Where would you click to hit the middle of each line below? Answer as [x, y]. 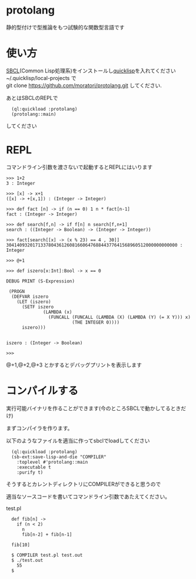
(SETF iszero [38, 307]
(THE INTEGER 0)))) [95, 322]
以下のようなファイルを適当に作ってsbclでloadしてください [78, 440]
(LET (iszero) [34, 302]
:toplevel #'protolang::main [52, 462]
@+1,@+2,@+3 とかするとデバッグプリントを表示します [74, 365]
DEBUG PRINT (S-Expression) [41, 281]
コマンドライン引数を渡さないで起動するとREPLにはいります [79, 167]
